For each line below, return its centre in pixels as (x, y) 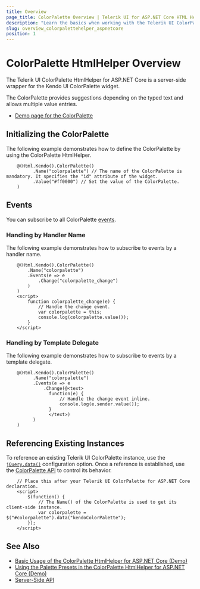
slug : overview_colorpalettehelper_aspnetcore (65, 28)
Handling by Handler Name (46, 235)
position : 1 (21, 34)
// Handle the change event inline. (105, 399)
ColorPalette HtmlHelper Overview (94, 63)
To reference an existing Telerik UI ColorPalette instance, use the (86, 458)
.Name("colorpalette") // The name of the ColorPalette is (107, 171)
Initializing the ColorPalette (58, 134)
